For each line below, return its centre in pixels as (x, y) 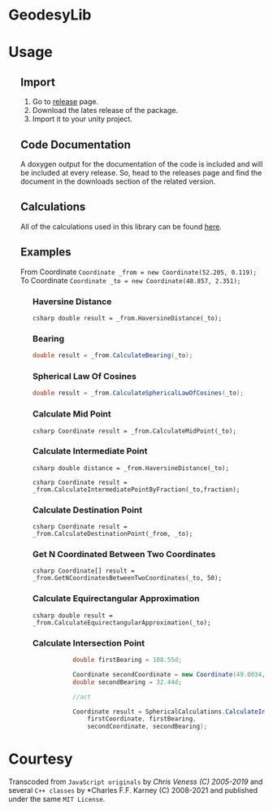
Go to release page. (65, 102)
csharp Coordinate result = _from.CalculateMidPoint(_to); (134, 431)
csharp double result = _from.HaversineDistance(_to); (127, 318)
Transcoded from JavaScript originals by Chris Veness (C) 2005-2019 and (136, 782)
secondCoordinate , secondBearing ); (147, 727)
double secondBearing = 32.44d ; (128, 682)
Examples (45, 253)
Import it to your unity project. (82, 119)
